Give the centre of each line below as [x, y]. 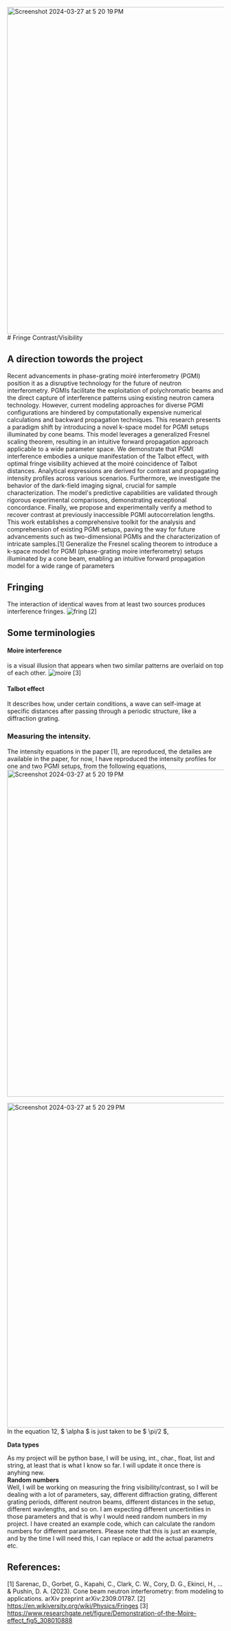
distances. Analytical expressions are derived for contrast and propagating [113, 470]
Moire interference [34, 650]
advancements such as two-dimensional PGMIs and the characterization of [114, 536]
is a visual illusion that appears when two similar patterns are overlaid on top [115, 666]
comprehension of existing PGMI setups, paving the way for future [101, 529]
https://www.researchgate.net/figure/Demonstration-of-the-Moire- [102, 1613]
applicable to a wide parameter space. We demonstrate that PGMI [100, 449]
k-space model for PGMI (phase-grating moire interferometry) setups [105, 551]
